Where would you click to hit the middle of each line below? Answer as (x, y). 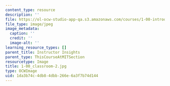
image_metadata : (22, 29)
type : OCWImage (21, 71)
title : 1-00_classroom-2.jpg (36, 66)
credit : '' (21, 38)
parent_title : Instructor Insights (43, 52)
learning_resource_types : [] (36, 48)
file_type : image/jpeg (29, 24)
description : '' (22, 15)
